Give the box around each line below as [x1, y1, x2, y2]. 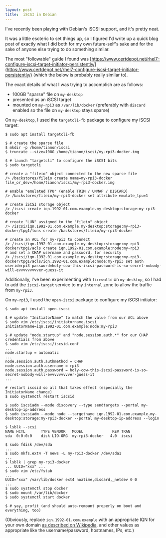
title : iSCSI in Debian [5, 12, 57, 17]
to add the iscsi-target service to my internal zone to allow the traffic [5, 281, 152, 288]
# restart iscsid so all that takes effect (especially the [5, 385, 133, 390]
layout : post [5, 7, 32, 13]
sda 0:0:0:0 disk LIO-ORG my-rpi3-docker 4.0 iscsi [5, 433, 133, 438]
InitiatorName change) [5, 389, 52, 394]
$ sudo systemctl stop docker [5, 486, 68, 491]
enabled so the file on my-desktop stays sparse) [12, 107, 110, 113]
